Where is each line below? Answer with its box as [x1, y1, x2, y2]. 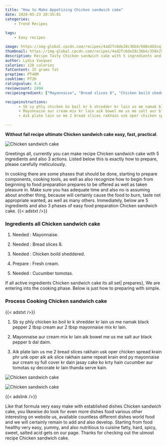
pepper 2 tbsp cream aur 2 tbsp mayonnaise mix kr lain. [12, 324, 127, 330]
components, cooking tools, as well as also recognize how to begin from [5, 176, 154, 182]
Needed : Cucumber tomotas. [12, 270, 74, 277]
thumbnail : [5, 48, 28, 54]
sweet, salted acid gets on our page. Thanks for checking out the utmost [5, 430, 154, 436]
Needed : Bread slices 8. [12, 241, 63, 247]
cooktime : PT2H [5, 77, 37, 82]
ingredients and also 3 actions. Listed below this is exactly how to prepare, [5, 156, 158, 162]
